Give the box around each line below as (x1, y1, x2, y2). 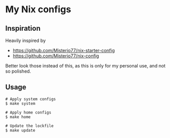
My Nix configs (5, 4, 72, 15)
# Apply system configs (5, 96, 56, 102)
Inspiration (5, 24, 41, 33)
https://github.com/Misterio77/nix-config (12, 53, 99, 59)
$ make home (5, 114, 31, 120)
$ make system (5, 101, 36, 106)
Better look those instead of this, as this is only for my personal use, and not (5, 63, 166, 68)
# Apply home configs (5, 110, 52, 115)
